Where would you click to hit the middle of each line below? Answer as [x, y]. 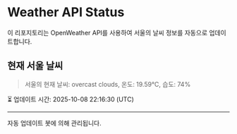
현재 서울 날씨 [35, 66]
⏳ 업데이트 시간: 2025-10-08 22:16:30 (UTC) [71, 99]
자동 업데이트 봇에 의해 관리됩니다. [54, 123]
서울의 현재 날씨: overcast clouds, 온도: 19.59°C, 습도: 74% [108, 84]
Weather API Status [66, 12]
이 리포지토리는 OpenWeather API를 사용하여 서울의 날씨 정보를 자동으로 [108, 32]
